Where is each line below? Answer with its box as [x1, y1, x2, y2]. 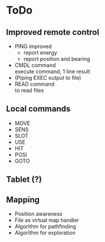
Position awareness [14, 211, 63, 218]
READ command [14, 80, 55, 88]
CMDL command [14, 62, 56, 69]
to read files [14, 87, 44, 93]
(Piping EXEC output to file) [14, 75, 81, 81]
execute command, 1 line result [14, 68, 90, 75]
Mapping [6, 195, 40, 205]
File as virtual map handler [14, 217, 80, 224]
